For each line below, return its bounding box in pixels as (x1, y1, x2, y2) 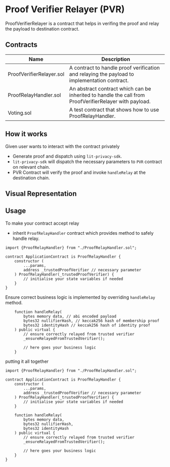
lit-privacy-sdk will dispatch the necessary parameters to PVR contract (12, 159, 162, 165)
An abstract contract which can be (69, 85, 151, 92)
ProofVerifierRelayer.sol (8, 70, 65, 77)
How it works (5, 130, 48, 138)
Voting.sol (8, 109, 32, 116)
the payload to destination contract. (5, 25, 80, 32)
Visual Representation (5, 189, 77, 198)
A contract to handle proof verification (69, 64, 160, 71)
